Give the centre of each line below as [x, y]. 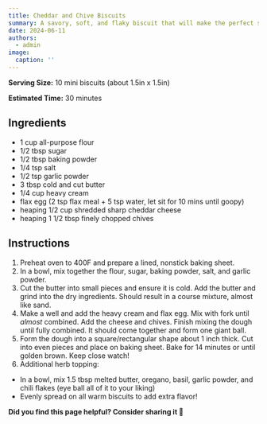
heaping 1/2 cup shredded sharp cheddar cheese [101, 210]
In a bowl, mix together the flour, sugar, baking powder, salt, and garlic [135, 270]
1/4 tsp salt [38, 167]
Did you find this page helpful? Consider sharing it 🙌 [96, 411]
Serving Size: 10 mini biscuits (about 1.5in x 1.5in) [89, 82]
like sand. [35, 305]
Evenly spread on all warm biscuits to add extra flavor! [108, 396]
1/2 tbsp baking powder [58, 159]
